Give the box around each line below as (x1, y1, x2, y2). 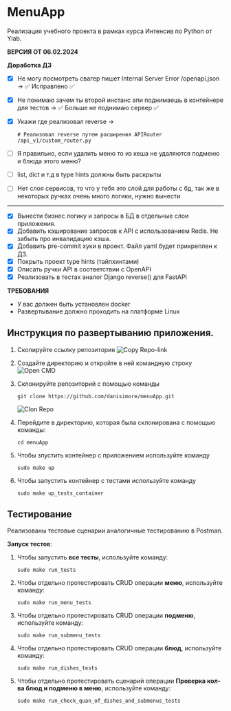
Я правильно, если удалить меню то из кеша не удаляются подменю (16, 150, 220, 158)
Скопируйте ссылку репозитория (16, 345, 115, 353)
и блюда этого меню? (16, 157, 81, 165)
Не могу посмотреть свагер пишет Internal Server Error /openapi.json (16, 74, 220, 83)
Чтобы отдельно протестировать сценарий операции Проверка (16, 677, 206, 686)
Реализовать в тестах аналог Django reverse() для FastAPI (16, 273, 188, 281)
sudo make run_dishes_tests (16, 665, 98, 672)
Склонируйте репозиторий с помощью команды (16, 380, 160, 388)
